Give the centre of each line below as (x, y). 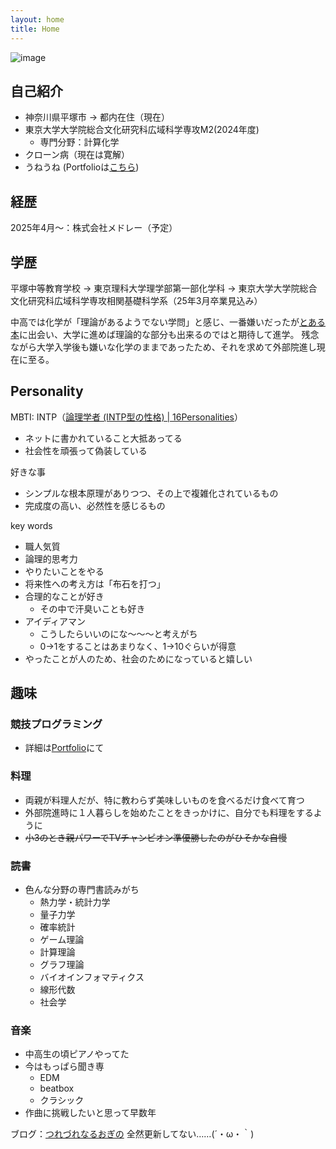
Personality (47, 391)
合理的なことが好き (64, 596)
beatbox (57, 1088)
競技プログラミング (56, 724)
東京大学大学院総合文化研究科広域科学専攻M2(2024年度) (142, 130)
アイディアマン (55, 621)
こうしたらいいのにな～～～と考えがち (118, 633)
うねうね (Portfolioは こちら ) (82, 167)
